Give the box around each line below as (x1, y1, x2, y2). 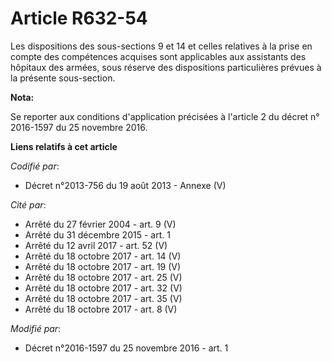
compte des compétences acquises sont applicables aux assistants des (10, 50, 307, 62)
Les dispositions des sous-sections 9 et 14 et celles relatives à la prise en (10, 40, 313, 52)
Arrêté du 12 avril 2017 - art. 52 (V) (24, 239, 168, 251)
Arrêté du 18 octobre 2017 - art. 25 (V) (24, 271, 183, 283)
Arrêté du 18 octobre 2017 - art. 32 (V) (24, 282, 183, 294)
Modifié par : (10, 322, 62, 334)
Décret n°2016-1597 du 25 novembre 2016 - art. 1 (24, 342, 229, 354)
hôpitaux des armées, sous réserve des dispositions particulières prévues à (10, 61, 322, 73)
